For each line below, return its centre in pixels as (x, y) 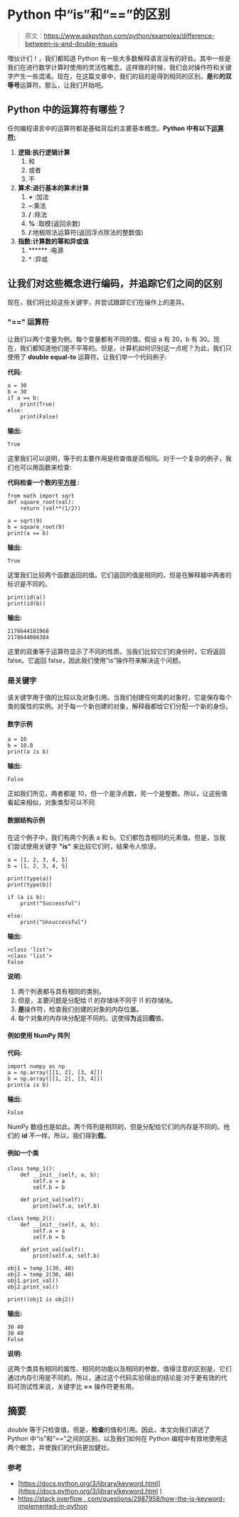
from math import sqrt (41, 495)
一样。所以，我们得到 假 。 (73, 1135)
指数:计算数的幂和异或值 (53, 241)
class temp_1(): (31, 1168)
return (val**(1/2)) (51, 508)
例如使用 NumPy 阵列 (39, 1036)
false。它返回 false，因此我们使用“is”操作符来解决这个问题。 (96, 660)
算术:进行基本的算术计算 (53, 188)
